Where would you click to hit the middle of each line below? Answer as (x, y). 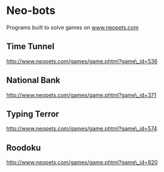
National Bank (33, 81)
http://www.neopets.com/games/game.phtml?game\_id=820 (82, 162)
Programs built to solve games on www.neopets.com (73, 27)
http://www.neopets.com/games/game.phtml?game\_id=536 (82, 61)
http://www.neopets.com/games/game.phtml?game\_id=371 (81, 95)
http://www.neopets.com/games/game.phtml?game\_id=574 (82, 129)
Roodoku (24, 147)
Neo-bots (31, 11)
